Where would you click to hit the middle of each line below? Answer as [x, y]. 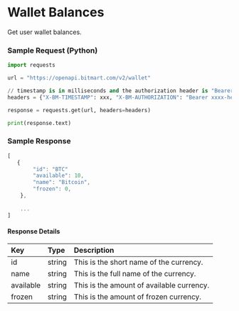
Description [94, 250]
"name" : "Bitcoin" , [62, 182]
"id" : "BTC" [51, 169]
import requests [31, 65]
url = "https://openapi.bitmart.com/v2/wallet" [79, 78]
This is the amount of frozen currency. [137, 297]
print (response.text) [39, 123]
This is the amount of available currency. [142, 285]
